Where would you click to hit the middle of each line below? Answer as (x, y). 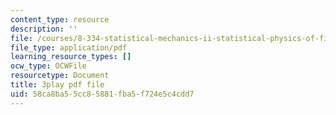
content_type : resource (60, 19)
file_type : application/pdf (69, 47)
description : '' (44, 29)
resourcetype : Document (60, 76)
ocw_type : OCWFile (48, 66)
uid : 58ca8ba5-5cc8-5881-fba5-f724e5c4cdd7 (102, 94)
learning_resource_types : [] (71, 57)
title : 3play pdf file (57, 85)
